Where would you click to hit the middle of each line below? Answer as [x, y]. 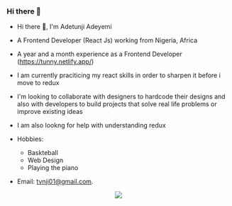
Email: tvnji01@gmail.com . [55, 182]
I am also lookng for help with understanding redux [91, 125]
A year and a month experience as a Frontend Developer [99, 54]
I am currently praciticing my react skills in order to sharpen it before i [119, 75]
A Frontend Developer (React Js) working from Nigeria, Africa [107, 40]
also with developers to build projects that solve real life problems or [117, 104]
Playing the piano [53, 168]
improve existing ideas [50, 112]
